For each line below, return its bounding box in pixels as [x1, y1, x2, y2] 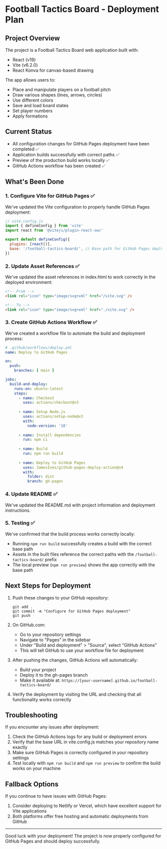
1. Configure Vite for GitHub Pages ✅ [5, 193, 95, 200]
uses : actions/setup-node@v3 [23, 414, 83, 419]
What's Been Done [5, 178, 65, 186]
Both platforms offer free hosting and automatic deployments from [12, 813, 149, 820]
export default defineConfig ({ [5, 237, 70, 242]
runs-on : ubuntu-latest [14, 386, 64, 391]
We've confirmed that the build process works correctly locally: [5, 531, 135, 537]
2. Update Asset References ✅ [5, 262, 80, 269]
